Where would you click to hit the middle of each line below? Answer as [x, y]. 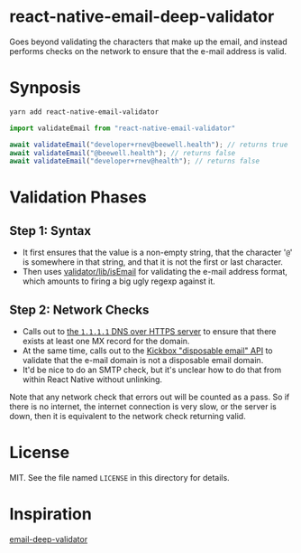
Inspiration [50, 515]
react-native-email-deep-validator [142, 17]
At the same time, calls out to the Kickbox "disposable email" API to [147, 351]
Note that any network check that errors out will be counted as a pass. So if [150, 397]
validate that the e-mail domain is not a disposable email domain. [143, 361]
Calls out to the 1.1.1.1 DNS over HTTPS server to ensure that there [149, 332]
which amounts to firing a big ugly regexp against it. [119, 281]
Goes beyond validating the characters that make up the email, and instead [149, 42]
